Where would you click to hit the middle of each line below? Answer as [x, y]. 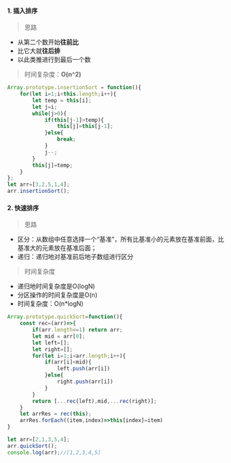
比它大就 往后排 [39, 51]
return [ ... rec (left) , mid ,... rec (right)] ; [95, 401]
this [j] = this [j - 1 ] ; [85, 126]
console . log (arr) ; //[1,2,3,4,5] [54, 453]
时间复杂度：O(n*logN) [50, 304]
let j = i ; [45, 107]
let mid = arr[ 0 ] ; [59, 336]
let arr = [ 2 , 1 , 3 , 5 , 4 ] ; [39, 440]
